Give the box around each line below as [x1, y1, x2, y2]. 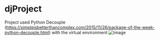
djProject [4, 3, 42, 14]
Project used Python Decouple [4, 19, 66, 25]
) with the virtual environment [48, 29, 108, 35]
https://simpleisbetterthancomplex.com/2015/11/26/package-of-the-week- [6, 24, 155, 30]
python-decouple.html [4, 29, 49, 35]
